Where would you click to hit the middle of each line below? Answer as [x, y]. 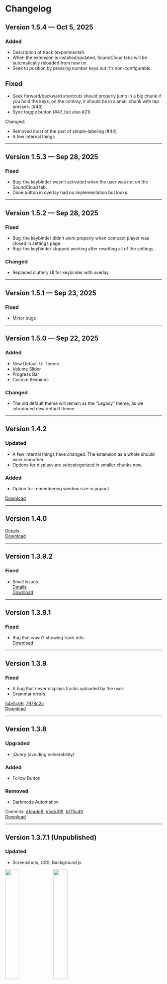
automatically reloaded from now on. [50, 62]
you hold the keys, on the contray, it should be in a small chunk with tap [85, 101]
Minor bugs [24, 318]
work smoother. [28, 459]
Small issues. [26, 581]
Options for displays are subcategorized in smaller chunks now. [77, 465]
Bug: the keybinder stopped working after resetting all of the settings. [83, 249]
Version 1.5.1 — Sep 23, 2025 [51, 293]
